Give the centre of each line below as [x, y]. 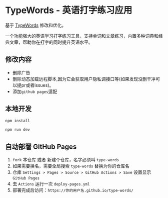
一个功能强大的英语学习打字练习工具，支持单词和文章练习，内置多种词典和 [82, 36]
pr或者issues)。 [37, 85]
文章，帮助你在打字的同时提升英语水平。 [51, 42]
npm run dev [17, 130]
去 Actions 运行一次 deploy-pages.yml [51, 184]
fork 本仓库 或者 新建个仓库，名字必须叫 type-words [65, 160]
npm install [17, 121]
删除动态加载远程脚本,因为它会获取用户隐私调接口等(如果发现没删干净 [84, 79]
